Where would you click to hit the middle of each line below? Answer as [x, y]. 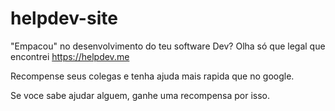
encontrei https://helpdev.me [70, 56]
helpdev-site [64, 18]
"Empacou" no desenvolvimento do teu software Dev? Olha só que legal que [168, 46]
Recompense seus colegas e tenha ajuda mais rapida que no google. [152, 76]
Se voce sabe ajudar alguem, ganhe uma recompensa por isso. [140, 95]
